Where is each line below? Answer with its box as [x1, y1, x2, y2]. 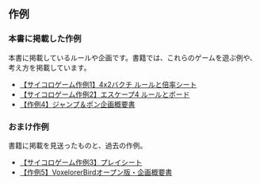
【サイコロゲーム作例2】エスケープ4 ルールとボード [19, 90, 190, 99]
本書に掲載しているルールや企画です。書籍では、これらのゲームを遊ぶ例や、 [8, 52, 258, 62]
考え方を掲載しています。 [8, 63, 91, 72]
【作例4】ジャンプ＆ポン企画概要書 [19, 99, 136, 109]
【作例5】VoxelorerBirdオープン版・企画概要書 [19, 167, 173, 177]
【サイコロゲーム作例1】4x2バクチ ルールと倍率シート [19, 79, 197, 89]
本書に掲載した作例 [8, 33, 82, 44]
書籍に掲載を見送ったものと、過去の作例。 [8, 140, 147, 150]
